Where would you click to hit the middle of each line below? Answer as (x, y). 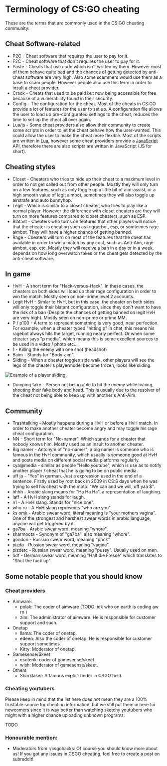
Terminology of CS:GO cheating (73, 9)
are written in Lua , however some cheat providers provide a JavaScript (85, 141)
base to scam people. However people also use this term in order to (82, 82)
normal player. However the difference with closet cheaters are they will (86, 211)
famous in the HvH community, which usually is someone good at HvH (85, 455)
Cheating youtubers (30, 688)
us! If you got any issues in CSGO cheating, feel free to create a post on (86, 754)
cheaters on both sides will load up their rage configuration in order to (84, 291)
